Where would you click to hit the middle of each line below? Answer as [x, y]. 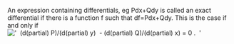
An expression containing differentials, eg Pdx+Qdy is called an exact [110, 10]
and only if [23, 25]
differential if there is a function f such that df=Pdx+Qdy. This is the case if [117, 18]
